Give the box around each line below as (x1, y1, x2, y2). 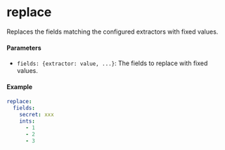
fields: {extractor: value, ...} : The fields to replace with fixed (16, 59, 208, 67)
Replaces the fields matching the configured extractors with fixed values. (6, 27, 219, 36)
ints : (19, 117, 36, 125)
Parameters (6, 43, 41, 52)
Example (6, 82, 33, 91)
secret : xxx (19, 111, 54, 118)
